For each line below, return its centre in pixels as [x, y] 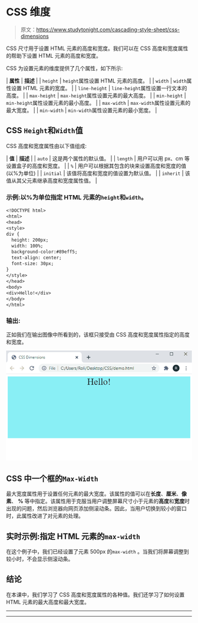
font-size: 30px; [33, 264]
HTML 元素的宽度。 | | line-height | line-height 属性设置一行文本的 [105, 88]
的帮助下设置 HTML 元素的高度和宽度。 [54, 55]
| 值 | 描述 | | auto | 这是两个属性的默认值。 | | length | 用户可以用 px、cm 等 [98, 158]
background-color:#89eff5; [44, 252]
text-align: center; [37, 258]
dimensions [34, 36]
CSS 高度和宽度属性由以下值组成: [47, 146]
